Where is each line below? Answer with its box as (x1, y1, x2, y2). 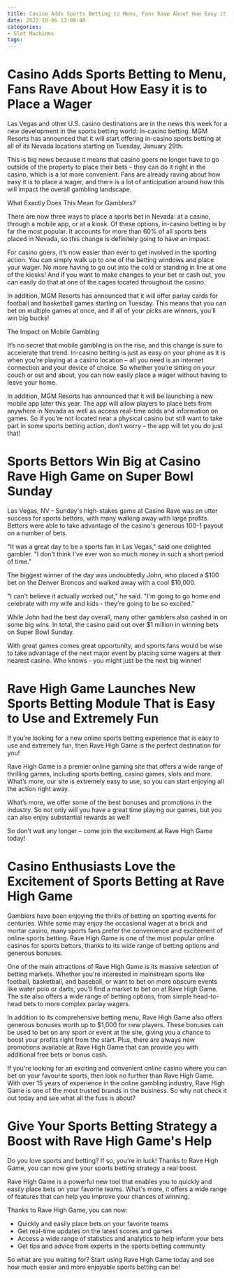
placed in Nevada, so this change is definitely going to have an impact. (7, 235, 211, 243)
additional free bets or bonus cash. (7, 1050, 108, 1059)
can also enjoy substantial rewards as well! (7, 813, 131, 821)
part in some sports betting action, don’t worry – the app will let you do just (7, 422, 224, 430)
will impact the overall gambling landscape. (7, 185, 132, 193)
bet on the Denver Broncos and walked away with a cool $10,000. (7, 579, 196, 586)
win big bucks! (7, 314, 50, 322)
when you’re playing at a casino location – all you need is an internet (7, 356, 204, 364)
